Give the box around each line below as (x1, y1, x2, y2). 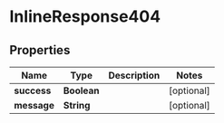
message (14, 99, 54, 111)
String (63, 99, 91, 111)
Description (108, 70, 161, 81)
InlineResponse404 (9, 6, 161, 27)
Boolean (63, 84, 100, 97)
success (14, 84, 52, 97)
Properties (9, 43, 71, 58)
